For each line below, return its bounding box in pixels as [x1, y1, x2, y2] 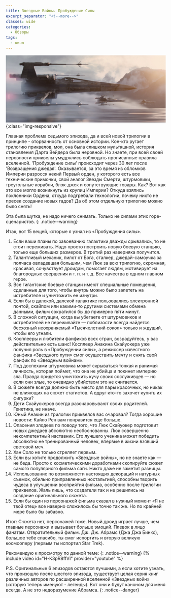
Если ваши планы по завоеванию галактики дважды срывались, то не [13, 238, 166, 244]
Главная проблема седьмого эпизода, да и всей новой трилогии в [6, 133, 151, 139]
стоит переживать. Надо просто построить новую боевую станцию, [13, 243, 161, 249]
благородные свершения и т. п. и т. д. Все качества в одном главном [13, 270, 164, 277]
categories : [6, 24, 31, 30]
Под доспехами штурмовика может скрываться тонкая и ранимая [13, 362, 158, 368]
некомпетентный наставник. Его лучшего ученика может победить [13, 433, 159, 439]
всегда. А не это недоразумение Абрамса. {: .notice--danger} [6, 587, 140, 593]
